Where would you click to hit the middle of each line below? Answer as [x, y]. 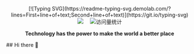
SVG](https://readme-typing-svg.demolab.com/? [111, 9]
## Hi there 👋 [22, 45]
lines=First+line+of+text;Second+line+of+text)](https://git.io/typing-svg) [100, 15]
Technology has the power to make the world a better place [100, 33]
